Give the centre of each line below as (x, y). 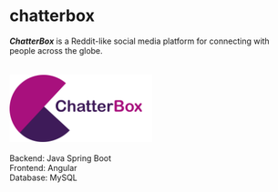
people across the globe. (56, 50)
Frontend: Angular (43, 168)
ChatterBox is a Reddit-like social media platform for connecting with (140, 41)
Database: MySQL (43, 177)
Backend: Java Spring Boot (61, 158)
